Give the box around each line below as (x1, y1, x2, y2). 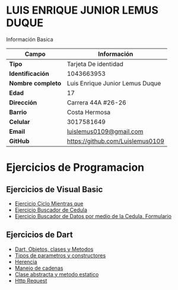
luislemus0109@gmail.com (66, 127, 144, 135)
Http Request (14, 277, 47, 284)
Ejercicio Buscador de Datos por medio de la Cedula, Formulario (14, 212, 172, 219)
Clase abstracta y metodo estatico (14, 270, 99, 278)
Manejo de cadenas (14, 264, 63, 272)
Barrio (9, 108, 27, 116)
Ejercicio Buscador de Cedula (14, 206, 88, 213)
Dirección (9, 98, 37, 107)
